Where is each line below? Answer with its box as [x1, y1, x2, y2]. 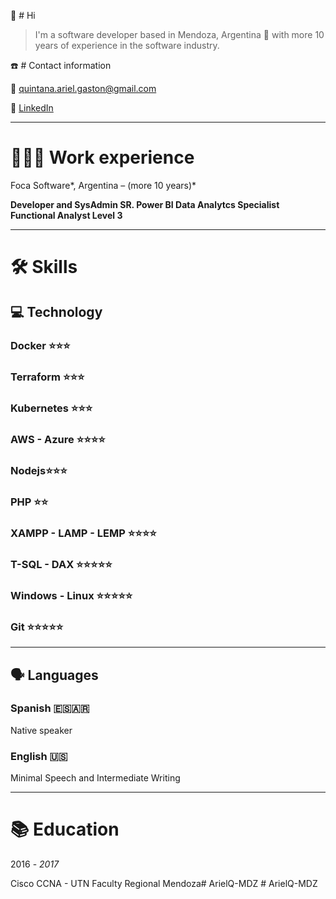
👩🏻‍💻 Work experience [10, 146, 195, 169]
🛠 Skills [10, 256, 78, 279]
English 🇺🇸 [10, 749, 68, 763]
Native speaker [10, 724, 73, 736]
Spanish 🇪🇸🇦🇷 [10, 701, 90, 715]
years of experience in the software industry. [34, 40, 220, 51]
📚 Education [10, 818, 120, 841]
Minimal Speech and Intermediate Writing [10, 772, 181, 784]
